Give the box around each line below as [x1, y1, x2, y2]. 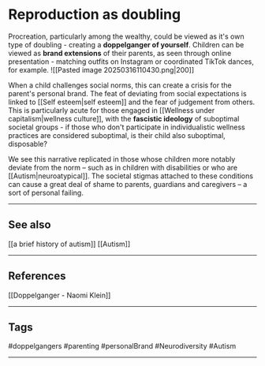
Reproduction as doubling [8, 6, 181, 24]
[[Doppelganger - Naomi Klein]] [8, 290, 111, 300]
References [8, 270, 66, 283]
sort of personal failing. [8, 188, 84, 197]
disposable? [8, 139, 47, 148]
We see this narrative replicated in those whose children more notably [8, 154, 236, 163]
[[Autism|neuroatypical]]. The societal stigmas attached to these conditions [8, 171, 254, 181]
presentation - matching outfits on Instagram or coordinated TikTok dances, [8, 57, 254, 66]
